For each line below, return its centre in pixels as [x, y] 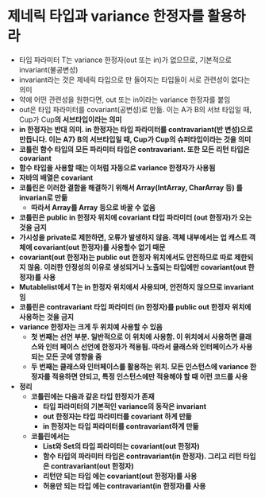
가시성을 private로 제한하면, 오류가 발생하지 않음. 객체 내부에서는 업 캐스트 [133, 237]
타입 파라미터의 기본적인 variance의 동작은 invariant [125, 406]
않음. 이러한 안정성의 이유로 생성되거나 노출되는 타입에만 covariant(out [136, 267]
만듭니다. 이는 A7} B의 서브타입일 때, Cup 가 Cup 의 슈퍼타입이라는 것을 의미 [135, 139]
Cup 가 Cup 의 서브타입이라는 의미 [70, 119]
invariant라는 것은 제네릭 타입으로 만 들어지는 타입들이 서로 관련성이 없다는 [134, 80]
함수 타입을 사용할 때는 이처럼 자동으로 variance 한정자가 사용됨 [117, 167]
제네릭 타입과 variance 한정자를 [106, 16]
